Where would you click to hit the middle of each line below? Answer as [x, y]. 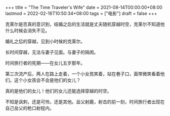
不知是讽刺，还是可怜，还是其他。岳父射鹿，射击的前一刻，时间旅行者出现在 [85, 102]
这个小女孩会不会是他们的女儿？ [47, 80]
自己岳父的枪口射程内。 [30, 108]
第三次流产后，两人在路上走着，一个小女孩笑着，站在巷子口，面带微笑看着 [83, 74]
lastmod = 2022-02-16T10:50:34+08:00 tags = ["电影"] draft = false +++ [81, 13]
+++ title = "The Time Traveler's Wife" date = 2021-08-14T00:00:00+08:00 [84, 7]
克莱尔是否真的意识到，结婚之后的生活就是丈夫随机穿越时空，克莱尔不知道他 [85, 24]
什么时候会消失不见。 [27, 31]
